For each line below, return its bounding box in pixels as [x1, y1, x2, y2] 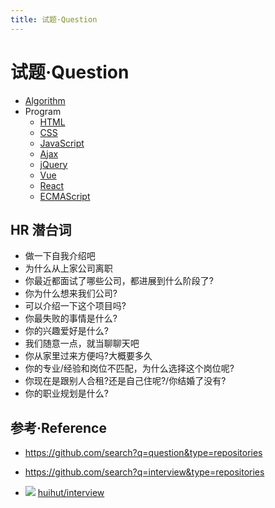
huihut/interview [37, 487, 105, 499]
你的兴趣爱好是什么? [24, 325, 109, 337]
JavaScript [39, 137, 85, 149]
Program [24, 105, 62, 117]
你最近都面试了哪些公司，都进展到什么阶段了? [24, 275, 214, 287]
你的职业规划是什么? [24, 387, 109, 400]
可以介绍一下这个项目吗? [24, 300, 127, 312]
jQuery [39, 158, 68, 170]
